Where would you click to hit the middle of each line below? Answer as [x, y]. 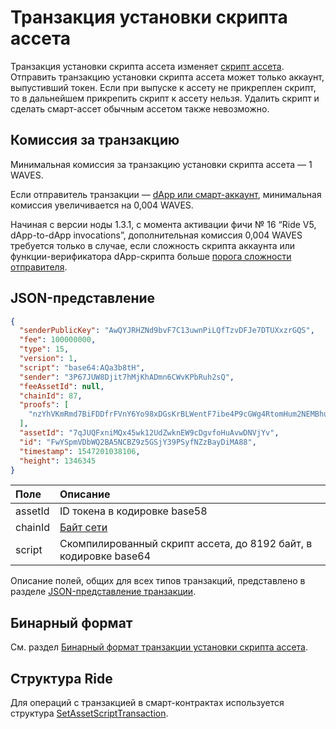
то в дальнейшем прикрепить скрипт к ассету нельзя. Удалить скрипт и [165, 98]
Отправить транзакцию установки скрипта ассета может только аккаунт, [167, 77]
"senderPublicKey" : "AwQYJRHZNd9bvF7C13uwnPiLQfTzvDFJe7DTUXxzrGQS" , [167, 331]
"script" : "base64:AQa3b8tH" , [82, 367]
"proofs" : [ [44, 405]
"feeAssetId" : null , [62, 386]
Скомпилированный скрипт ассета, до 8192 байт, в [186, 544]
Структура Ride [61, 678]
